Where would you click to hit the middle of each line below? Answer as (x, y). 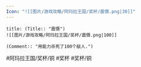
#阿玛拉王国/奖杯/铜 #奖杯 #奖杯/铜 (49, 58)
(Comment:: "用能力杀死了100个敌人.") (50, 46)
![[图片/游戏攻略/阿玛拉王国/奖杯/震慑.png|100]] (62, 35)
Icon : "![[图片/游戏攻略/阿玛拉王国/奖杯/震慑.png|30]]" (71, 11)
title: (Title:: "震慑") (36, 29)
